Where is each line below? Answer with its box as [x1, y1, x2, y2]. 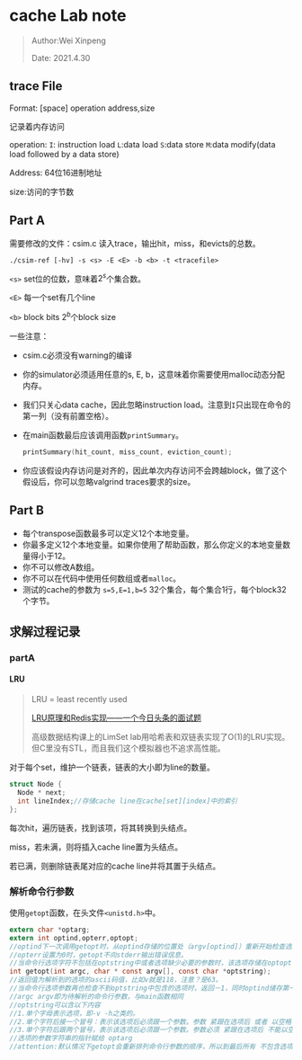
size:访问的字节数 [9, 186, 75, 197]
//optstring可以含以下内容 [9, 1000, 101, 1010]
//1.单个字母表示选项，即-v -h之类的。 [9, 1009, 139, 1018]
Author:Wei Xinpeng [31, 35, 106, 46]
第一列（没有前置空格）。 [22, 410, 114, 421]
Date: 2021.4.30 [31, 52, 91, 63]
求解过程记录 [9, 624, 81, 639]
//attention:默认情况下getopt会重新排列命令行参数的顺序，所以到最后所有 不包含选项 [9, 1042, 294, 1052]
